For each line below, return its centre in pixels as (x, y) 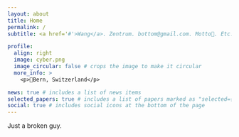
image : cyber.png (39, 60)
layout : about (28, 14)
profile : (20, 47)
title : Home (25, 21)
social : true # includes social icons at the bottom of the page (106, 106)
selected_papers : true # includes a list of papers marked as (101, 99)
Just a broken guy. (34, 126)
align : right (33, 53)
